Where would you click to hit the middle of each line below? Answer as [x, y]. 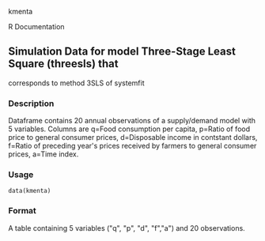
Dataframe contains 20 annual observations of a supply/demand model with [132, 121]
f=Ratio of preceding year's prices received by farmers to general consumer [132, 146]
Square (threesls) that [63, 64]
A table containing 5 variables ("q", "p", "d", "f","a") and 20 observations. [127, 228]
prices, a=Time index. [44, 154]
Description [31, 104]
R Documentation [36, 26]
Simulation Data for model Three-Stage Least [122, 52]
